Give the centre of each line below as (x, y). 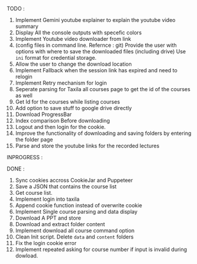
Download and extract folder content (60, 224)
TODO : (16, 9)
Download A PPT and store (48, 218)
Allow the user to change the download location (73, 64)
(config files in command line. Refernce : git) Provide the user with (96, 45)
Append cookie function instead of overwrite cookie (79, 205)
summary (27, 26)
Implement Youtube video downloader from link (73, 39)
